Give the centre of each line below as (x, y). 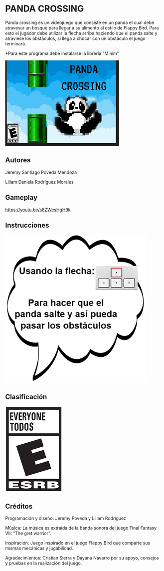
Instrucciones (27, 225)
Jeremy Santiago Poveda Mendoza (41, 172)
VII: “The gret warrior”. (28, 533)
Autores (18, 160)
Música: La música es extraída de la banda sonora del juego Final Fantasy (81, 528)
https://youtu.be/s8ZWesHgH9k (38, 210)
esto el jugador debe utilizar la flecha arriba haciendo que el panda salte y (81, 33)
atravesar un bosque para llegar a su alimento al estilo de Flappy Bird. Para (82, 27)
